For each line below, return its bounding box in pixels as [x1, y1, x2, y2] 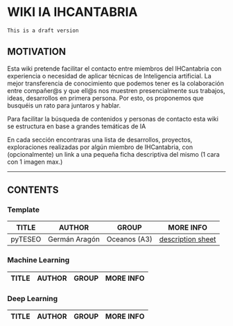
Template [7, 205, 40, 215]
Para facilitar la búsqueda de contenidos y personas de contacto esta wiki [7, 114, 218, 123]
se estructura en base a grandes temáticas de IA [7, 122, 146, 130]
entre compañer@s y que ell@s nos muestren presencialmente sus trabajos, [7, 86, 225, 94]
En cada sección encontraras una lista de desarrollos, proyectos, [7, 135, 193, 144]
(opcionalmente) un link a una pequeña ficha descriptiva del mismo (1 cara [7, 150, 220, 158]
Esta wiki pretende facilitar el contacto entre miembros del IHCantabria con [7, 64, 222, 73]
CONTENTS [7, 185, 59, 196]
